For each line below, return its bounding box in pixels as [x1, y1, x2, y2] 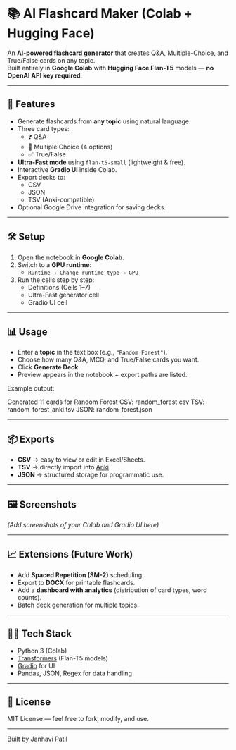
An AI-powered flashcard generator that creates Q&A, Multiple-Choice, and [7, 49, 228, 57]
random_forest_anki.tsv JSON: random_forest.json [7, 405, 152, 414]
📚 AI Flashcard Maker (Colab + [7, 6, 193, 22]
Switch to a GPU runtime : [17, 260, 92, 269]
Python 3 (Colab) [17, 646, 67, 655]
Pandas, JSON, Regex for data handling [17, 669, 132, 677]
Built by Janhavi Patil [7, 734, 68, 744]
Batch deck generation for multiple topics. [17, 601, 139, 609]
